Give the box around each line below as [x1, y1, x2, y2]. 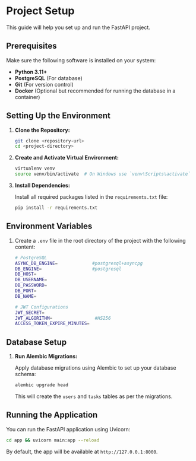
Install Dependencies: [14, 182, 70, 189]
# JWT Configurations [14, 304, 68, 310]
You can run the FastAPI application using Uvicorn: [6, 425, 131, 433]
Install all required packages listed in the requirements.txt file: [14, 193, 168, 201]
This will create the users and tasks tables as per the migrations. [14, 393, 173, 400]
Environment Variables [6, 221, 93, 231]
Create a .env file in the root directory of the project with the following [14, 237, 186, 244]
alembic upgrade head [14, 382, 68, 388]
